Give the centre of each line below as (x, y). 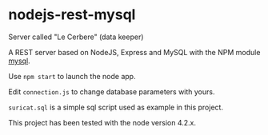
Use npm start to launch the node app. (72, 76)
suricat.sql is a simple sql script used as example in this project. (116, 107)
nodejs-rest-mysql (72, 15)
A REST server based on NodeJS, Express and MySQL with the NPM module (134, 52)
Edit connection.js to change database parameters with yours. (112, 91)
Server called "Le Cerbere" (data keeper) (76, 37)
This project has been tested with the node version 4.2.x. (102, 122)
